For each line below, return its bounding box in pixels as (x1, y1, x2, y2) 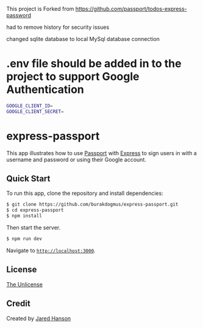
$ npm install (6, 213, 43, 219)
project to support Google (6, 70, 140, 84)
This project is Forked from (6, 5, 74, 12)
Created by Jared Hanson (6, 315, 71, 322)
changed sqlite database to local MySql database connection (6, 35, 160, 42)
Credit (6, 299, 30, 309)
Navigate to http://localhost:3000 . (6, 247, 96, 254)
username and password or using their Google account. (6, 156, 146, 163)
